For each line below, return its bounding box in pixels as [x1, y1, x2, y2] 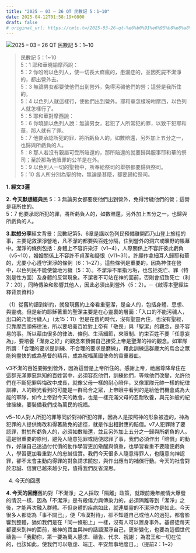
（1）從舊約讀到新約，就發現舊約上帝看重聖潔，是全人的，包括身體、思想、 [6, 301, 187, 308]
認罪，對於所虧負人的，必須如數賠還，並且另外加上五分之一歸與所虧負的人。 [6, 428, 190, 436]
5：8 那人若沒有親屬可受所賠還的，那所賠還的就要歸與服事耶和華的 [20, 149, 182, 156]
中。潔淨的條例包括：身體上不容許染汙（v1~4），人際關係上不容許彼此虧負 [6, 245, 184, 252]
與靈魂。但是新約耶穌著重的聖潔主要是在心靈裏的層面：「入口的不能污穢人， [6, 308, 188, 316]
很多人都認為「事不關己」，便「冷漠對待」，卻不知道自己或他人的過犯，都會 [6, 511, 185, 519]
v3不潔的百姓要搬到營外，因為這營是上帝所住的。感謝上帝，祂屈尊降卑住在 [6, 365, 186, 372]
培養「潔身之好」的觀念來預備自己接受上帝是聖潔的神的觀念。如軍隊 [23, 337, 188, 345]
